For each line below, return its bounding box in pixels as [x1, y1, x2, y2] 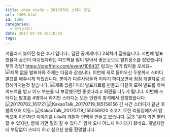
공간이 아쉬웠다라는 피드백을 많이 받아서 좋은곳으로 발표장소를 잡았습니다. [18, 56, 164, 62]
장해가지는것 [5, 82, 30, 88]
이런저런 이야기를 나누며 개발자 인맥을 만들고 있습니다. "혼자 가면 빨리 [18, 114, 165, 120]
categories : [5, 21, 30, 27]
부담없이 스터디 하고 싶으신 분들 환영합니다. [10, 126, 96, 132]
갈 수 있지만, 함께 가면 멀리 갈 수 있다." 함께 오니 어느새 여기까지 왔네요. [5, 120, 147, 126]
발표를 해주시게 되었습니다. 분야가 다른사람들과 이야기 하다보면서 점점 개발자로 [5, 76, 160, 82]
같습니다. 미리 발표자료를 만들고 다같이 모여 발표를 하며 [31, 82, 165, 88]
